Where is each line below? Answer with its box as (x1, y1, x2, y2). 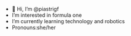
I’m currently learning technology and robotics (11, 18, 125, 24)
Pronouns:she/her (11, 24, 56, 31)
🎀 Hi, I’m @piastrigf (11, 6, 59, 12)
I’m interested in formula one (11, 12, 82, 19)
